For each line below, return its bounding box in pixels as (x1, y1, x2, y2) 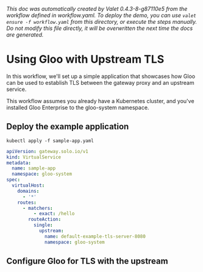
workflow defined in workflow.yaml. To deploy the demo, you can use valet (6, 12, 196, 19)
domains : (17, 188, 40, 194)
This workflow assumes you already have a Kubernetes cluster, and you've (6, 97, 194, 104)
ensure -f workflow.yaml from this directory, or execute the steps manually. (6, 18, 198, 25)
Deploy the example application (6, 121, 129, 132)
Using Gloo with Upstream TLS (6, 52, 165, 66)
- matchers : (22, 205, 53, 211)
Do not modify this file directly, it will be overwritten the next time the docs (6, 24, 193, 32)
